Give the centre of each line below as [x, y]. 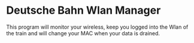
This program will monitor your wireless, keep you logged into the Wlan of [97, 27]
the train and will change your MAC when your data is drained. [83, 33]
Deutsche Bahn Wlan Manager [84, 10]
